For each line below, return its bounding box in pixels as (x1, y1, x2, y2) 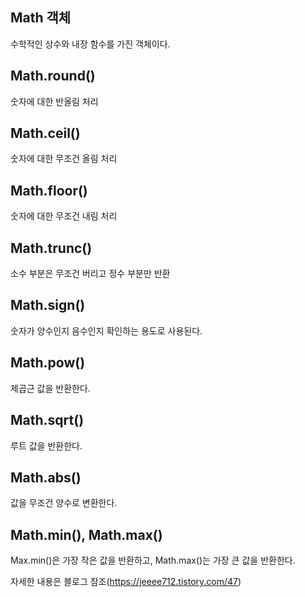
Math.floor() (10, 182, 88, 199)
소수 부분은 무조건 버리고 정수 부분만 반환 (10, 268, 171, 280)
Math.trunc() (10, 239, 93, 257)
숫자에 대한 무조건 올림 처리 (10, 153, 118, 165)
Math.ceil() (10, 125, 81, 142)
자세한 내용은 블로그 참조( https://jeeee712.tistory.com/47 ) (10, 576, 242, 588)
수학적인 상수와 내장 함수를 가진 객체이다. (10, 38, 171, 50)
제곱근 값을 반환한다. (10, 382, 91, 394)
